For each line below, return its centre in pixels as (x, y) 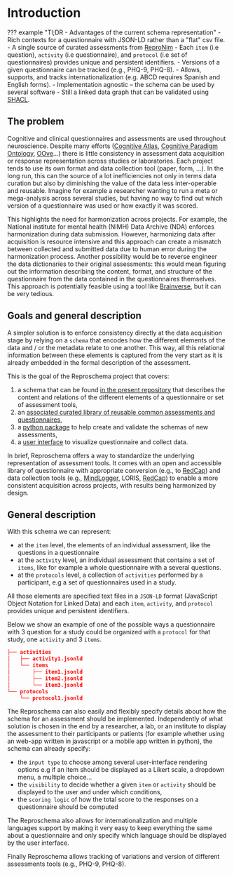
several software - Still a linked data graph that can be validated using (108, 92)
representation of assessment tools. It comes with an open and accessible (115, 463)
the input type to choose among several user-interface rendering (112, 762)
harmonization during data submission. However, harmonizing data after (111, 234)
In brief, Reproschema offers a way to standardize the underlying (101, 455)
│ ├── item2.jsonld (45, 679)
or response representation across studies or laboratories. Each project (110, 161)
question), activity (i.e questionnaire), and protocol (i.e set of (97, 55)
